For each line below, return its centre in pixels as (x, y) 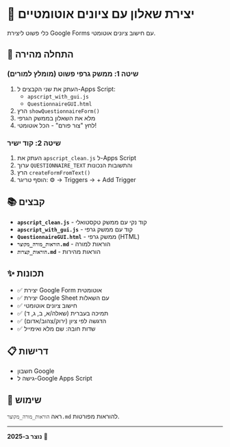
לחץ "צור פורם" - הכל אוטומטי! (57, 125)
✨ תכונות (26, 273)
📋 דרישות (28, 351)
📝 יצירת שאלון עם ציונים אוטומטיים (101, 14)
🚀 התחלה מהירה (40, 54)
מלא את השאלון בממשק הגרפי (56, 118)
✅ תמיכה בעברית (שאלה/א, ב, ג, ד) (63, 313)
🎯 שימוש (25, 400)
